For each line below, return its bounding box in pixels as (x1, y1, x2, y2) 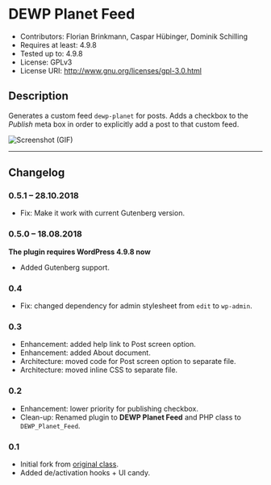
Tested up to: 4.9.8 (19, 48, 83, 58)
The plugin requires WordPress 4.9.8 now (8, 247, 151, 257)
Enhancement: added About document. (19, 348, 151, 357)
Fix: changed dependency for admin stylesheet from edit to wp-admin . (19, 301, 252, 311)
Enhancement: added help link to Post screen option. (19, 340, 196, 349)
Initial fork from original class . (19, 459, 119, 469)
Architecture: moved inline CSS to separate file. (19, 365, 178, 375)
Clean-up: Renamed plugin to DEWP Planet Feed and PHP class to (19, 412, 242, 422)
